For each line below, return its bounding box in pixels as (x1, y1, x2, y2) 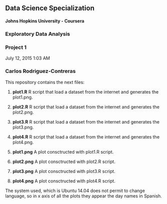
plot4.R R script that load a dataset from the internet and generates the (12, 133, 159, 139)
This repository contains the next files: (5, 79, 85, 85)
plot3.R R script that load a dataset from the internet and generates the (12, 118, 159, 124)
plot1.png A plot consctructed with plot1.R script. (12, 148, 114, 154)
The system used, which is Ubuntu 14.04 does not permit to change (5, 187, 145, 193)
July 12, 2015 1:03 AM (5, 55, 50, 61)
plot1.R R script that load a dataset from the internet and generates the (12, 88, 159, 94)
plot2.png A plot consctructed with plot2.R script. (12, 158, 116, 164)
